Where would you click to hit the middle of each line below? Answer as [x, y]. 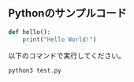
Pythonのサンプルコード [68, 13]
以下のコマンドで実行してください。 [67, 55]
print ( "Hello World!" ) [60, 39]
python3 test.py [35, 70]
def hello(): [30, 32]
